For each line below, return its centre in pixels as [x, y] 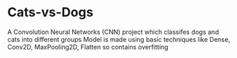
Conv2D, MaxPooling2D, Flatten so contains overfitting [88, 47]
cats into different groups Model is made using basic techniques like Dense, [119, 39]
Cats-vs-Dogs [51, 12]
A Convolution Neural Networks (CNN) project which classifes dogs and [113, 32]
